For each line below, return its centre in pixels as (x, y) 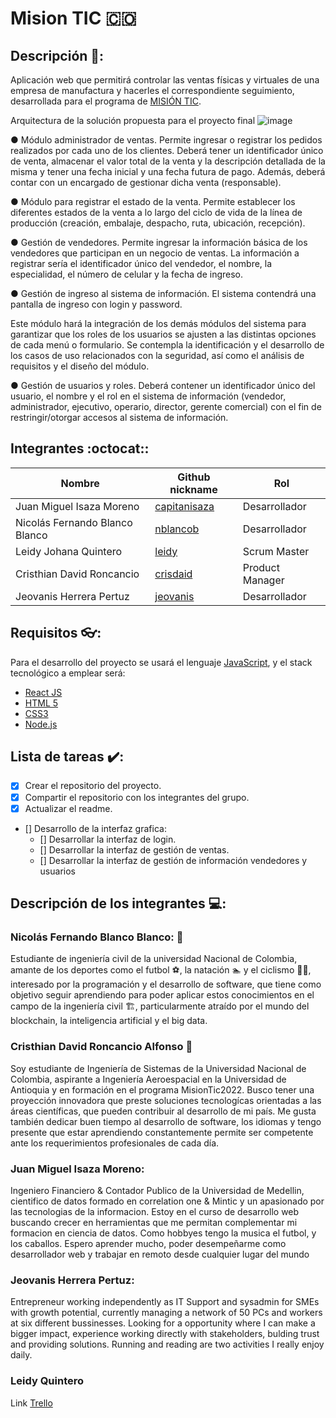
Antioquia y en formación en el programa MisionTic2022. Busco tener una (162, 1089)
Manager (263, 580)
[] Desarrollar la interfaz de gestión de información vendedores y (173, 860)
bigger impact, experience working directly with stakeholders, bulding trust (165, 1334)
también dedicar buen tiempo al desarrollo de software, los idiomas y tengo (166, 1121)
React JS (43, 692)
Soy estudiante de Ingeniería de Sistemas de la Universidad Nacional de (158, 1068)
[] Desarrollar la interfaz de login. (108, 839)
